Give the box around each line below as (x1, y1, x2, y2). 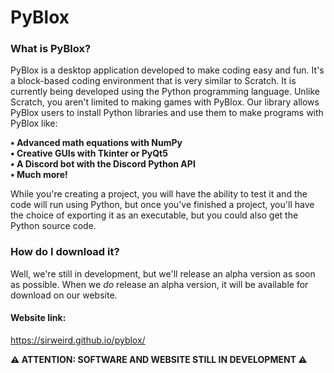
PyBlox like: (10, 117, 58, 130)
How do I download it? (10, 245, 120, 259)
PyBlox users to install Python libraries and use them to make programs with (10, 107, 324, 119)
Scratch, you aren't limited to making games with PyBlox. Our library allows (10, 96, 320, 108)
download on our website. (10, 289, 118, 301)
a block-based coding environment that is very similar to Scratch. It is (10, 75, 297, 87)
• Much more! (10, 169, 68, 181)
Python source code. (10, 220, 97, 232)
